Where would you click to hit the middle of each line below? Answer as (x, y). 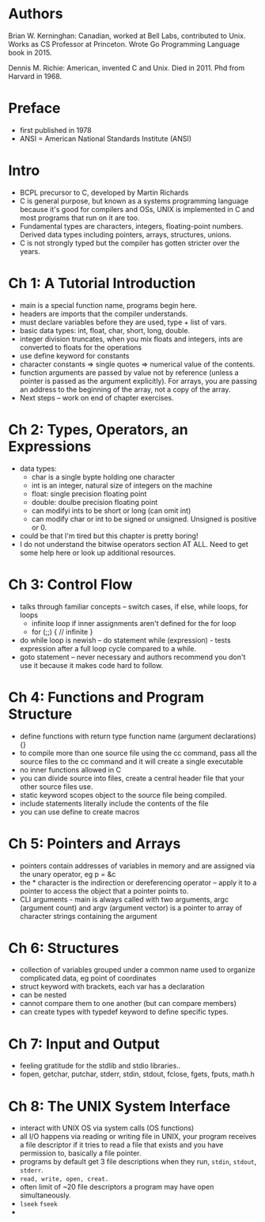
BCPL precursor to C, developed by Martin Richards (104, 192)
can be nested (43, 995)
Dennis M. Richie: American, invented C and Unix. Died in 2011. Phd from (127, 67)
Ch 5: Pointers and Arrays (95, 843)
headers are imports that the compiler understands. (104, 313)
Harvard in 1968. (35, 76)
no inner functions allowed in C (70, 769)
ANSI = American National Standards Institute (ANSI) (106, 139)
